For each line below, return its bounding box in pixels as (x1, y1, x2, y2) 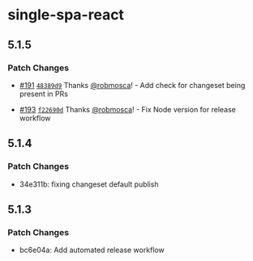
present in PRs (19, 89, 68, 99)
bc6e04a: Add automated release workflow (19, 245, 165, 255)
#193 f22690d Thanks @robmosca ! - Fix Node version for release (19, 104, 237, 114)
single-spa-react (7, 6, 125, 24)
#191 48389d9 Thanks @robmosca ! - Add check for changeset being (19, 80, 246, 90)
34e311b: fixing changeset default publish (19, 179, 159, 189)
